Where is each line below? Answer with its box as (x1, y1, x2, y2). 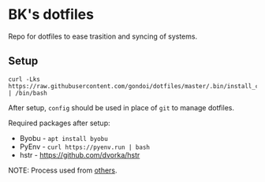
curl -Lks (8, 75, 41, 84)
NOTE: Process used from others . (8, 165, 118, 175)
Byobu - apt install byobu (19, 133, 108, 143)
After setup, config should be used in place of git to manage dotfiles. (8, 102, 235, 112)
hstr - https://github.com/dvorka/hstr (19, 150, 140, 159)
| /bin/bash (8, 89, 47, 97)
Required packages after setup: (8, 118, 110, 128)
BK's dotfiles (8, 6, 95, 24)
